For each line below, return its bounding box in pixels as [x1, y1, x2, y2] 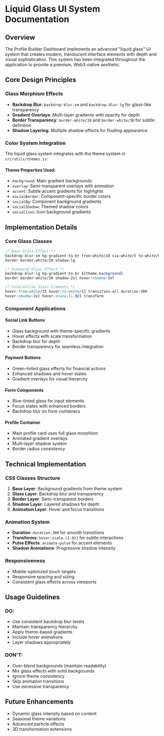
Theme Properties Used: [5, 167, 56, 173]
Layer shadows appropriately [12, 639, 71, 645]
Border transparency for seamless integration [12, 343, 104, 349]
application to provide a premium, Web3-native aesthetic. [5, 62, 121, 67]
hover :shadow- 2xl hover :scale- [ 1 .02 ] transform [5, 294, 104, 298]
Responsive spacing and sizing [12, 574, 75, 579]
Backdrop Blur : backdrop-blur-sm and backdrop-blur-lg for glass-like [12, 101, 151, 107]
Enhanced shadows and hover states [12, 371, 87, 377]
